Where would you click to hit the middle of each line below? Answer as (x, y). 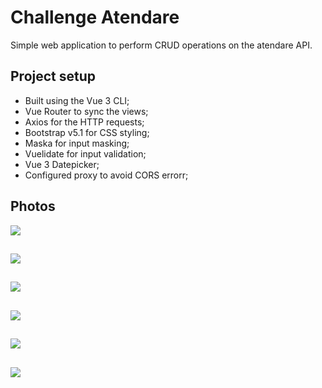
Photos (33, 206)
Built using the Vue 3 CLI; (77, 100)
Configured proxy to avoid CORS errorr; (106, 175)
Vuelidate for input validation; (85, 153)
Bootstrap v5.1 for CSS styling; (87, 132)
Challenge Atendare (95, 17)
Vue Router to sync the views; (86, 111)
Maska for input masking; (77, 143)
